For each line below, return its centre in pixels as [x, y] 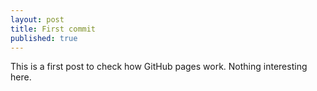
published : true [44, 38]
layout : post [37, 19]
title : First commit [53, 29]
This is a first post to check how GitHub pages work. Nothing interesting [159, 67]
